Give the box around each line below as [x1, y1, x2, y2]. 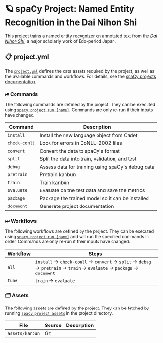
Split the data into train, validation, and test [39, 155, 137, 162]
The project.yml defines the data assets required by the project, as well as [5, 68, 155, 74]
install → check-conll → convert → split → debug [35, 258, 151, 265]
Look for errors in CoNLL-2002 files [39, 140, 122, 147]
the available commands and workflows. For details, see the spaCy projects [5, 73, 156, 79]
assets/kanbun [7, 330, 40, 336]
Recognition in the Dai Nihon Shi [5, 17, 137, 28]
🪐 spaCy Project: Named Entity [5, 3, 134, 15]
